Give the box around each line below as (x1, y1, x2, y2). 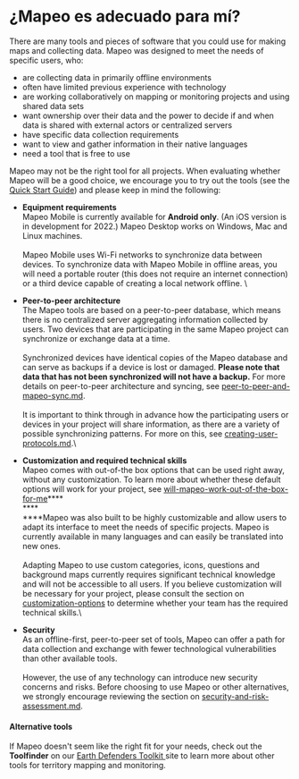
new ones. (21, 540, 61, 551)
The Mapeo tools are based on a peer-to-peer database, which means (21, 304, 281, 315)
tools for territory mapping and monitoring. (9, 760, 167, 771)
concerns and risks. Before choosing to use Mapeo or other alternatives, (21, 682, 290, 692)
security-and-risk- (201, 690, 270, 701)
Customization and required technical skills (21, 454, 187, 466)
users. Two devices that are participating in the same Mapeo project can (21, 324, 289, 334)
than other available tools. (21, 653, 118, 664)
